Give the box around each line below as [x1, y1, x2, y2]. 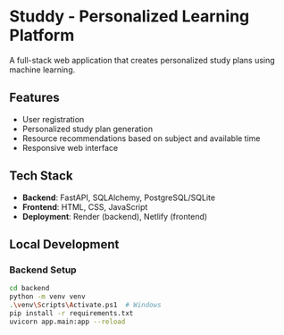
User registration [21, 113, 85, 124]
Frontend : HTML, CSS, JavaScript [21, 201, 148, 212]
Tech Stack [9, 168, 73, 184]
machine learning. [9, 64, 76, 75]
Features [9, 90, 60, 105]
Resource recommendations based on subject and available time [21, 132, 261, 144]
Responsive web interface [21, 142, 119, 153]
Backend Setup [9, 264, 78, 276]
